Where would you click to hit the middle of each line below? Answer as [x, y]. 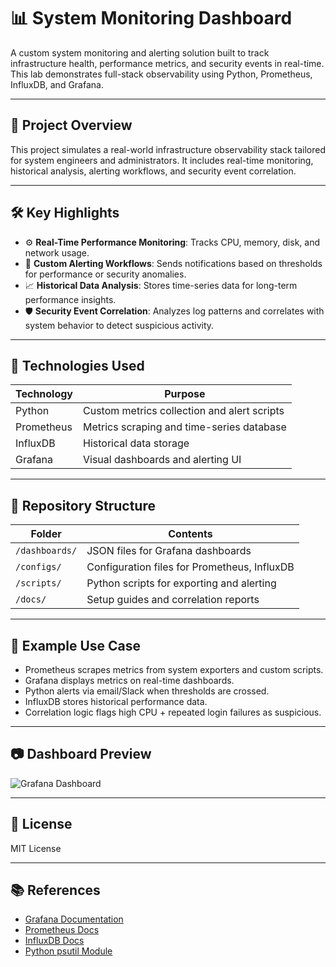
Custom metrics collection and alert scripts [184, 411]
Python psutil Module [68, 951]
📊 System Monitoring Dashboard [151, 18]
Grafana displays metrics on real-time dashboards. [129, 680]
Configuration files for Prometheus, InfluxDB [190, 567]
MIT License [36, 848]
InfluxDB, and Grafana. [57, 84]
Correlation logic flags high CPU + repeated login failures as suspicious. [173, 712]
